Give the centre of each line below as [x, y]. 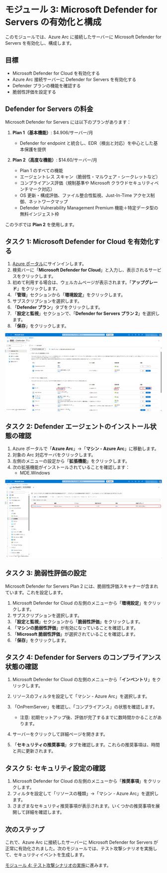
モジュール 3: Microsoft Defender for [81, 10]
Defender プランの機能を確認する [46, 86]
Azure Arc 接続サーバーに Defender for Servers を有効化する [74, 79]
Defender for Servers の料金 [49, 109]
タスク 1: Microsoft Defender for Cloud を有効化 [79, 241]
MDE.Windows [35, 473]
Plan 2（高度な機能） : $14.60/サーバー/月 [55, 160]
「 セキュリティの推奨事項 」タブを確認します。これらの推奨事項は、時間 [86, 745]
